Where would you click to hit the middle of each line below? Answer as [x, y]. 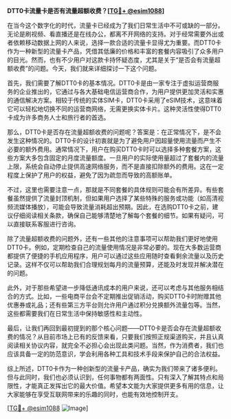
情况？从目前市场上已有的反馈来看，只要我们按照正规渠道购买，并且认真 [121, 337]
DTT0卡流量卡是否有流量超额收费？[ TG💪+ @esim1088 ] [86, 11]
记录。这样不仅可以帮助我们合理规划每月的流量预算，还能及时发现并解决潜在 [115, 265]
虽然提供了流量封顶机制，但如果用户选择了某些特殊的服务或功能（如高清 [115, 198]
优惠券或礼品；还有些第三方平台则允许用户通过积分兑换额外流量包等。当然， [115, 305]
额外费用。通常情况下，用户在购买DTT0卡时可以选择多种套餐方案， [120, 149]
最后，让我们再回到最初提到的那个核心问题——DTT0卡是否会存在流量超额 [111, 328]
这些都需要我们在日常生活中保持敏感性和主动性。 [76, 313]
